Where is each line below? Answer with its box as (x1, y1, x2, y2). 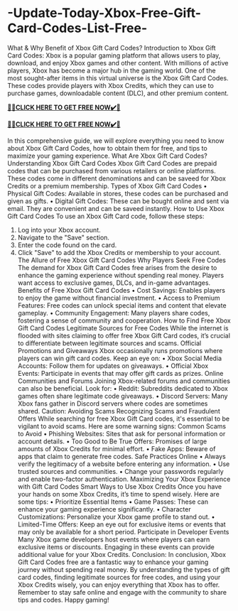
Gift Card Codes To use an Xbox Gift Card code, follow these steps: (7, 212, 205, 220)
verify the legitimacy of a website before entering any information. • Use (17, 460, 230, 468)
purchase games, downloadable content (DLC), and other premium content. (7, 89, 229, 97)
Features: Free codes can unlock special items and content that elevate (17, 301, 227, 310)
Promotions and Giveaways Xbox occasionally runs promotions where (17, 346, 223, 355)
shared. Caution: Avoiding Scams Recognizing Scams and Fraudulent (17, 406, 220, 415)
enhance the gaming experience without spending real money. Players (17, 271, 225, 279)
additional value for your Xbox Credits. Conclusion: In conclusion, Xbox (17, 550, 226, 558)
